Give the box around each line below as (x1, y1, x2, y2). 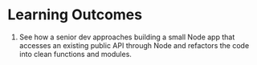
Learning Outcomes (7, 6, 142, 24)
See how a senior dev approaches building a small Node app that (18, 32, 235, 42)
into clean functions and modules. (18, 49, 132, 59)
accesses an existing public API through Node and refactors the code (18, 40, 250, 50)
